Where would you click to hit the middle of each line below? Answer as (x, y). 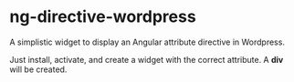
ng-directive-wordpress (103, 17)
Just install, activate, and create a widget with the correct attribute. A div (147, 59)
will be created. (38, 69)
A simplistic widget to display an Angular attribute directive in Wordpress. (147, 42)
